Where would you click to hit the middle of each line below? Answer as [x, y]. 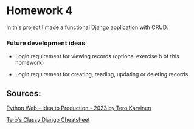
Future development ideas [46, 43]
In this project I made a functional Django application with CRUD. [87, 27]
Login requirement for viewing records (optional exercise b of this [97, 56]
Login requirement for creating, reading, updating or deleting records [102, 74]
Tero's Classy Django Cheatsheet [48, 120]
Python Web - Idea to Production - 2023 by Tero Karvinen [79, 108]
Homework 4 [40, 11]
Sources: [24, 94]
